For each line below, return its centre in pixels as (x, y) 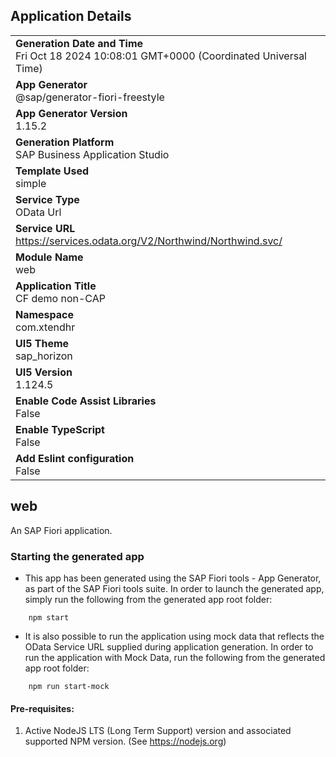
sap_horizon (44, 356)
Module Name (49, 257)
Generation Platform (65, 142)
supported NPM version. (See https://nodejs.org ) (125, 741)
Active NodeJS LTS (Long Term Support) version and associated (158, 731)
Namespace (45, 314)
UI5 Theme (42, 343)
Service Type (47, 199)
